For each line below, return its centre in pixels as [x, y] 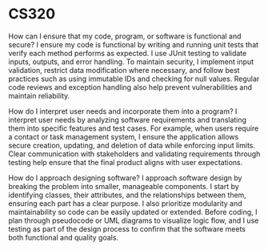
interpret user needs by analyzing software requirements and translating [127, 119]
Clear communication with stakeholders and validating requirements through [134, 154]
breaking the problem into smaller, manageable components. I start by [124, 186]
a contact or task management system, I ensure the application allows [124, 136]
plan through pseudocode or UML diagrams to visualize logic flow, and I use [134, 220]
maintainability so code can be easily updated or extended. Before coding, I [133, 212]
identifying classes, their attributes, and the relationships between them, [127, 195]
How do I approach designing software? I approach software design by [125, 178]
